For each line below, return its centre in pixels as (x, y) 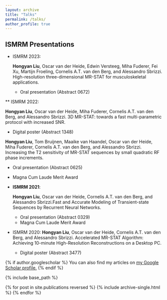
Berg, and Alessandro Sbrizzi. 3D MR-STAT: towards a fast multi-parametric (83, 117)
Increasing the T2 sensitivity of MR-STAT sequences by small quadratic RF (82, 153)
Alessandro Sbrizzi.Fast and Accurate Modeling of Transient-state (81, 202)
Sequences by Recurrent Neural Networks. (57, 207)
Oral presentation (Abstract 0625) (47, 168)
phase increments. (24, 158)
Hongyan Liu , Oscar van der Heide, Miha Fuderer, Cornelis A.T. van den (79, 112)
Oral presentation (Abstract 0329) (55, 217)
